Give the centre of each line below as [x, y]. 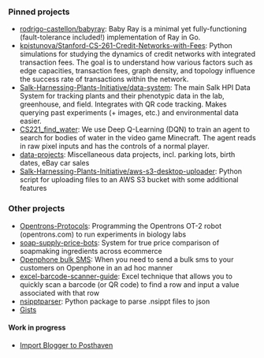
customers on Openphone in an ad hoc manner [96, 267]
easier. [30, 121]
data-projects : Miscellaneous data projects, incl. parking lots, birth [127, 155]
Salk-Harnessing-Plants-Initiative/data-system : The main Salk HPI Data [135, 88]
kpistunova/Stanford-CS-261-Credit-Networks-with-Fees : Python [126, 46]
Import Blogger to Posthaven [66, 345]
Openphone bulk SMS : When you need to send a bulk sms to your [126, 259]
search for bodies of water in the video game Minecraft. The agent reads [138, 138]
